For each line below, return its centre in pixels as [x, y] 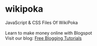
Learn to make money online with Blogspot [49, 33]
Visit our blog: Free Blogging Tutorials [44, 38]
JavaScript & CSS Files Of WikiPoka [42, 23]
